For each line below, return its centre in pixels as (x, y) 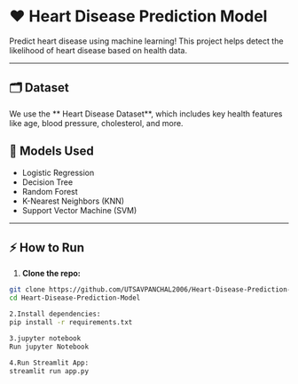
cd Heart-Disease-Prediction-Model (75, 298)
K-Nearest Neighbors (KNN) (73, 201)
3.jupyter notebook (45, 338)
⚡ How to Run (47, 248)
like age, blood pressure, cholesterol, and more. (96, 123)
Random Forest (50, 191)
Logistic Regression (58, 172)
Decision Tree (47, 182)
